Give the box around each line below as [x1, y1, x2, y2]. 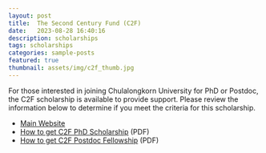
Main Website [19, 118, 66, 128]
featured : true [8, 57, 59, 65]
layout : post [8, 11, 52, 20]
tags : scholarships [8, 42, 74, 50]
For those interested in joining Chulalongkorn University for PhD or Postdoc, [8, 86, 259, 95]
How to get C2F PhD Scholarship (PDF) [19, 127, 150, 136]
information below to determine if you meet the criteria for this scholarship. [8, 103, 256, 112]
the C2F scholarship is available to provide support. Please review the [8, 94, 239, 104]
